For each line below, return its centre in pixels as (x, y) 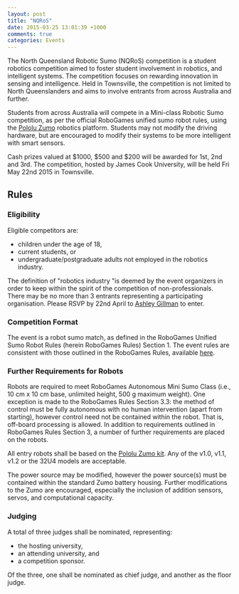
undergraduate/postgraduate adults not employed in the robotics (113, 259)
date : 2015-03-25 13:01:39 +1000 (57, 27)
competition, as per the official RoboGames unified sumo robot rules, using (117, 120)
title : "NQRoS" (30, 21)
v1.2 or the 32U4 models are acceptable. (67, 461)
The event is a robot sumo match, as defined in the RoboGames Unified (112, 338)
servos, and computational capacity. (60, 498)
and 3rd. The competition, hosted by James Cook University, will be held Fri (118, 164)
